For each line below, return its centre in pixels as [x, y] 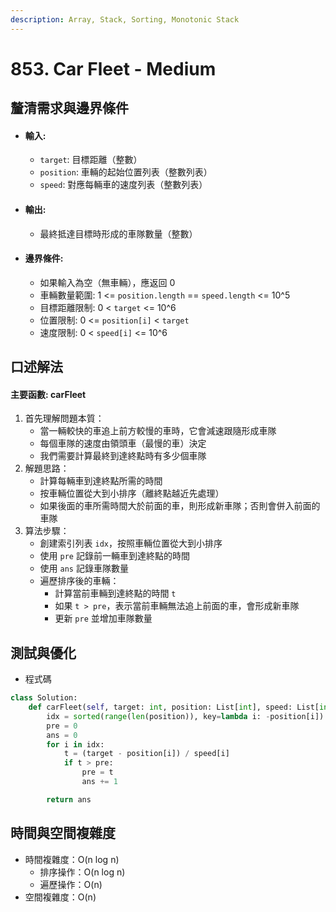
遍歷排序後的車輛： [79, 581]
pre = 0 [62, 726]
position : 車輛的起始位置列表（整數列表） [126, 172]
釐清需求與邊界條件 [69, 108]
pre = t [97, 772]
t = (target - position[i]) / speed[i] [146, 754]
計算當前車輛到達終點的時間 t [115, 593]
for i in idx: [75, 744]
